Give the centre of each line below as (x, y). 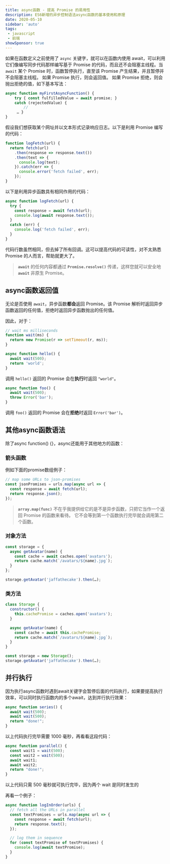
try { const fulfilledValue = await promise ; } (66, 98)
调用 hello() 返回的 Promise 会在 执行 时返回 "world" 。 (62, 378)
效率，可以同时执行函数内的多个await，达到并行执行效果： (67, 697)
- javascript (21, 34)
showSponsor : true (25, 43)
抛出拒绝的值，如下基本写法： (36, 83)
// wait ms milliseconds (32, 330)
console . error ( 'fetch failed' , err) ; (59, 172)
